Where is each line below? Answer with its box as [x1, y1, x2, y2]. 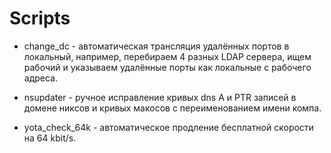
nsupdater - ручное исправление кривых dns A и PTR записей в [23, 91, 297, 103]
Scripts [9, 7, 71, 30]
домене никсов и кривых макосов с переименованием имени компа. [23, 102, 322, 114]
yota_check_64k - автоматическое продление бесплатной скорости [23, 121, 314, 133]
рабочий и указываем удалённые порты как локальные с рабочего [23, 61, 312, 73]
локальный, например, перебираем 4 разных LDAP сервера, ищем [23, 50, 312, 62]
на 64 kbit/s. [23, 132, 77, 144]
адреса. [23, 72, 59, 84]
